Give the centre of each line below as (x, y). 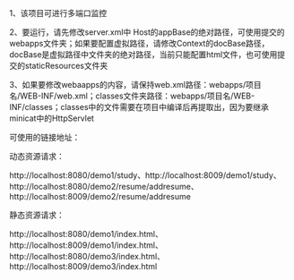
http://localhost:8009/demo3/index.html (83, 266)
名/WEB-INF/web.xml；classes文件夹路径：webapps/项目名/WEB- (132, 96)
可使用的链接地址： (45, 137)
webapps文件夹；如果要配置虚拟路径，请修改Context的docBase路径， (139, 43)
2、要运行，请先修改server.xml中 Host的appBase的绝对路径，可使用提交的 (147, 32)
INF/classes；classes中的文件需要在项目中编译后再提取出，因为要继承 (139, 107)
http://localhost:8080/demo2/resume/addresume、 (104, 187)
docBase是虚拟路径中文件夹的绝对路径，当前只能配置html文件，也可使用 (143, 55)
